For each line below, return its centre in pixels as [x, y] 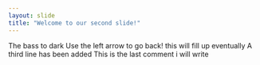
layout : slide [32, 15]
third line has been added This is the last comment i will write [108, 54]
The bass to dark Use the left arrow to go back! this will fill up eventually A [130, 45]
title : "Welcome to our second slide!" [75, 23]
